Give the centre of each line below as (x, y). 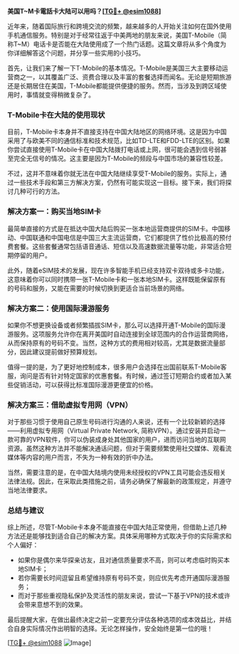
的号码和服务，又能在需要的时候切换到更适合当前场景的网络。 (98, 288)
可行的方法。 (45, 191)
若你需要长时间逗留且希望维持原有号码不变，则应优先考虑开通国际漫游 (121, 578)
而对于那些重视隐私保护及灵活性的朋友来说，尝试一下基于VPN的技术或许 (124, 596)
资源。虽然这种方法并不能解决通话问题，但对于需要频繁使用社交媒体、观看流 (119, 448)
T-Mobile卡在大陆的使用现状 (56, 115)
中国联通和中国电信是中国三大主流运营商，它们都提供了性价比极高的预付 (126, 237)
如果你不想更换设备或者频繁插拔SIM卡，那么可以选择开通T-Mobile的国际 (113, 325)
